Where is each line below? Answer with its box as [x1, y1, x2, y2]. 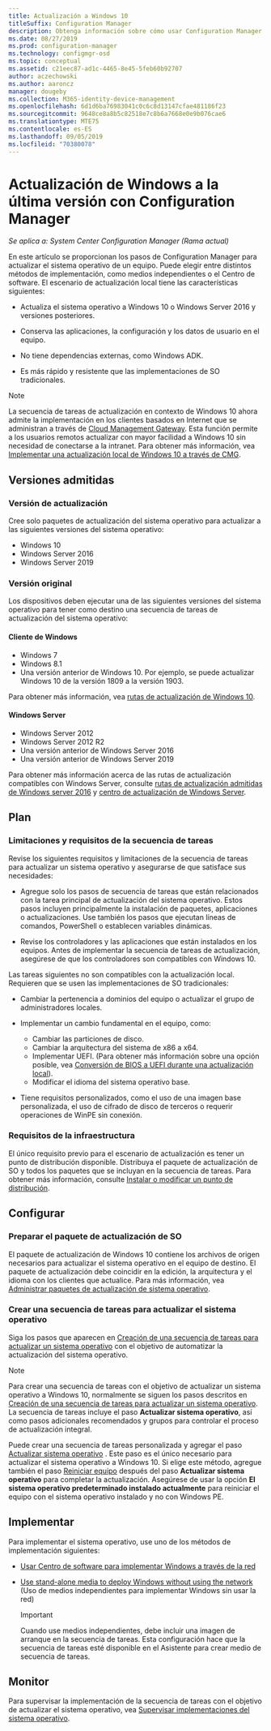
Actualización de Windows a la [8, 175, 219, 193]
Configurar [8, 1206, 66, 1221]
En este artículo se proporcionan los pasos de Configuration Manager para [8, 252, 257, 262]
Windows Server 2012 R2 [19, 737, 105, 746]
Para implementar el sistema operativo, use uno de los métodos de [8, 1536, 231, 1546]
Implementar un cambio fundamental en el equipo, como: [19, 1018, 212, 1028]
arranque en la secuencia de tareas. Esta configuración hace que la [19, 1634, 246, 1643]
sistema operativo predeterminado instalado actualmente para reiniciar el [8, 1483, 260, 1493]
